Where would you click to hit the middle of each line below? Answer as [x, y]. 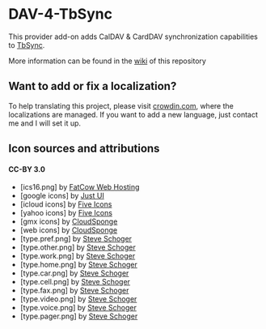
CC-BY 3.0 [27, 169]
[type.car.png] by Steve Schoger [74, 273]
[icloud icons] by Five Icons [66, 204]
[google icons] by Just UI [62, 196]
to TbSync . [27, 45]
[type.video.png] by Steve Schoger [78, 299]
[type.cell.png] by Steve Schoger [75, 282]
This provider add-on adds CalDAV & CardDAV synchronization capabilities [133, 36]
